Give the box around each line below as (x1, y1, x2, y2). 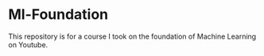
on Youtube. (8, 39, 49, 49)
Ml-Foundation (8, 6, 109, 24)
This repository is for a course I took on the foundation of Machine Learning (8, 32, 257, 41)
